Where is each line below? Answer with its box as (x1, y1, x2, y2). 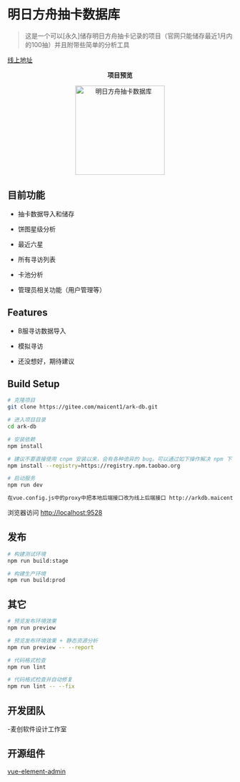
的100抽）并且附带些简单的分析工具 (24, 40, 130, 49)
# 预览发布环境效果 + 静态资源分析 (7, 637, 99, 644)
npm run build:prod (7, 576, 66, 584)
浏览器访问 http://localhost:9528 (7, 508, 103, 516)
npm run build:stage (7, 557, 69, 564)
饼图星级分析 (17, 224, 56, 233)
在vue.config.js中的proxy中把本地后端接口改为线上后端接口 (7, 494, 166, 502)
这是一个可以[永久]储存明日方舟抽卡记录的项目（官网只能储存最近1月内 (24, 31, 233, 40)
